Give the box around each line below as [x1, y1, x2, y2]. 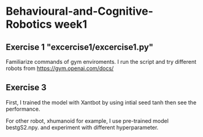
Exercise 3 [6, 82, 47, 93]
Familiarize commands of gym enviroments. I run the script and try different [6, 58, 197, 65]
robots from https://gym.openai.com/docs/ [6, 65, 114, 72]
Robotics [6, 17, 53, 31]
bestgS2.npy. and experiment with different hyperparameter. [6, 123, 159, 131]
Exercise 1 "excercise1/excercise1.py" [6, 42, 154, 52]
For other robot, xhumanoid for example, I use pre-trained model [6, 117, 169, 124]
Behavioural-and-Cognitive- [6, 4, 154, 18]
